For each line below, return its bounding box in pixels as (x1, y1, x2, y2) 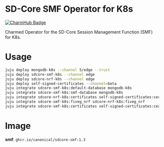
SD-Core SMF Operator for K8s (5, 3, 133, 15)
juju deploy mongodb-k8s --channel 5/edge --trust (5, 67, 110, 72)
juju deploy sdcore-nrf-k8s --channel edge (5, 77, 95, 82)
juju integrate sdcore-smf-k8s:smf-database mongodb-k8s (5, 90, 123, 95)
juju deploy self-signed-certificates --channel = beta (5, 81, 117, 86)
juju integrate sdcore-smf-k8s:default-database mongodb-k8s (5, 85, 132, 91)
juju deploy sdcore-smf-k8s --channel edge (5, 72, 95, 77)
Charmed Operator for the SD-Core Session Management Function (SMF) (5, 29, 153, 35)
